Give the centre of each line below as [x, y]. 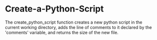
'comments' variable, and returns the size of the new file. [62, 32]
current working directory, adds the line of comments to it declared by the [78, 27]
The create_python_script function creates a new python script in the [74, 22]
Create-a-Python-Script [54, 9]
